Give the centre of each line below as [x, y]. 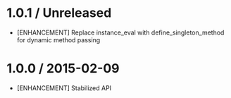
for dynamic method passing [58, 39]
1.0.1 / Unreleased [59, 13]
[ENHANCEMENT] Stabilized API [64, 88]
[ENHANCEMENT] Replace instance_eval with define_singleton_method [120, 32]
